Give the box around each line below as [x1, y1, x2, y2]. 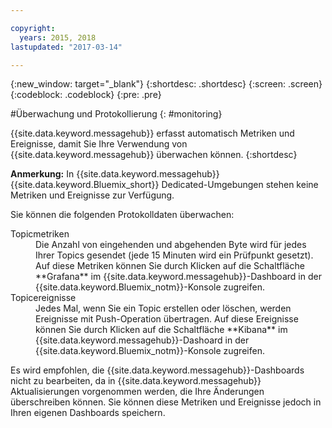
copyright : [10, 23, 56, 33]
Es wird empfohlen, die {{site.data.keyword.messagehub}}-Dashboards [10, 364, 305, 376]
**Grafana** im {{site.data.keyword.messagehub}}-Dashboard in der [35, 271, 322, 283]
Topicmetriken [10, 228, 70, 240]
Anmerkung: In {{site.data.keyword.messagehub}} [10, 168, 220, 180]
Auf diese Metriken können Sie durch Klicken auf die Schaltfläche [35, 260, 305, 272]
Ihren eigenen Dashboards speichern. [10, 407, 166, 419]
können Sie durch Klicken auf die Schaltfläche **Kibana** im [35, 324, 288, 336]
